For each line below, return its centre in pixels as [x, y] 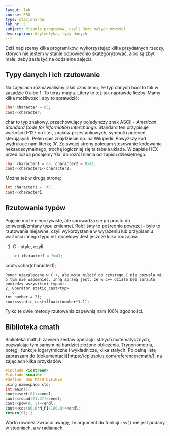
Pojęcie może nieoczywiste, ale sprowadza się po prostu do [68, 220]
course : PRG [18, 15]
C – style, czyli [28, 246]
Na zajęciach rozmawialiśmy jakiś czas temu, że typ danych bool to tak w [82, 87]
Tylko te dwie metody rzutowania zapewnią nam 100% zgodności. [74, 311]
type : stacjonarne [25, 19]
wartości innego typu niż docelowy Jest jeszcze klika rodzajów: [72, 236]
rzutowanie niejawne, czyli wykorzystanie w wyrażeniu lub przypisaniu [79, 231]
